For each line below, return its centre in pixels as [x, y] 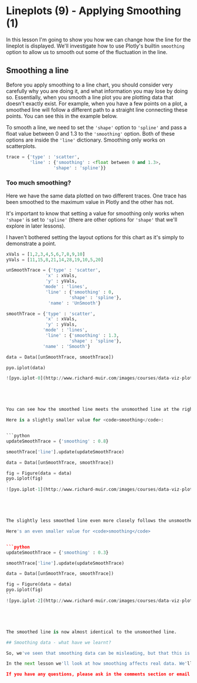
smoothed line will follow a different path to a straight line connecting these [97, 109]
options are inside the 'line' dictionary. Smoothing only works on [86, 140]
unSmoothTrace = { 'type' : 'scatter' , [53, 270]
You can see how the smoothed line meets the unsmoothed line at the [93, 410]
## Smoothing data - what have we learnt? [59, 642]
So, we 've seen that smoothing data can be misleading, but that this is [98, 653]
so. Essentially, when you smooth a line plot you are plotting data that [90, 97]
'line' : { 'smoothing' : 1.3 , [82, 336]
